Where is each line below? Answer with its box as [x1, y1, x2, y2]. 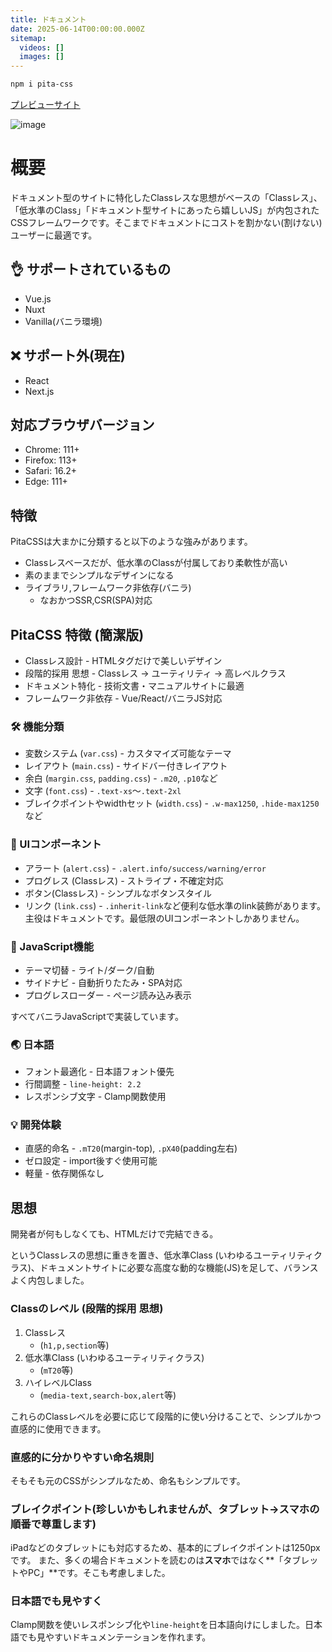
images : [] [19, 52, 65, 62]
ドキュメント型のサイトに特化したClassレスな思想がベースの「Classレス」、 [10, 191, 323, 203]
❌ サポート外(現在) [10, 347, 126, 365]
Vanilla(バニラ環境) [24, 315, 103, 327]
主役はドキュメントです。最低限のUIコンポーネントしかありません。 [24, 912, 305, 924]
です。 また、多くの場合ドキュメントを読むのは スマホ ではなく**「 [10, 1554, 284, 1566]
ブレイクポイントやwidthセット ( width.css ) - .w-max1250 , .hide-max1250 [24, 797, 320, 810]
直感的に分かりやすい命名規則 [10, 1450, 155, 1464]
